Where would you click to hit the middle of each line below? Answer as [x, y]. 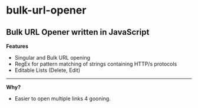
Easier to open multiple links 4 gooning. [62, 99]
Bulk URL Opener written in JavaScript [78, 32]
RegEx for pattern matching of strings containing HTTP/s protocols [96, 64]
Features [17, 46]
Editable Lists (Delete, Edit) [47, 70]
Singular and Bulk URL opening [52, 58]
